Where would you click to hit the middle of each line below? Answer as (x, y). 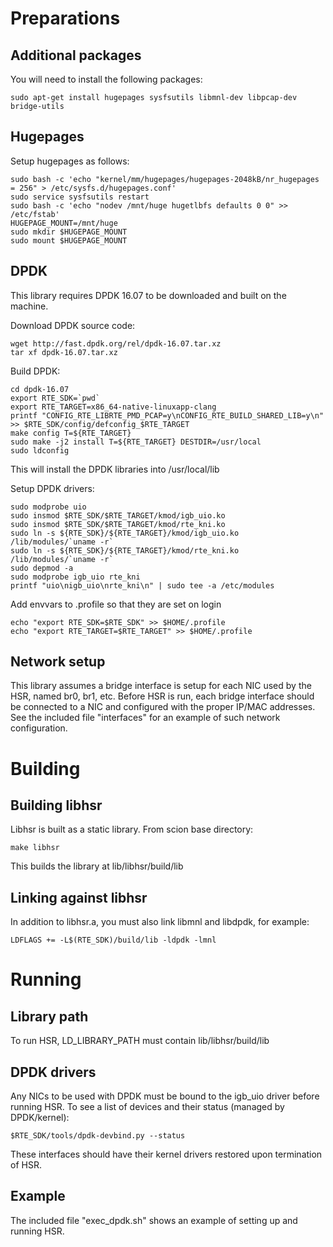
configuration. (39, 728)
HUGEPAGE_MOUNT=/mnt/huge (64, 223)
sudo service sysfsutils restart (80, 197)
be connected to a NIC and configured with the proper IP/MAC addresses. (163, 707)
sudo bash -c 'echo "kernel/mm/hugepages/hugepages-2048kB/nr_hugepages (165, 179)
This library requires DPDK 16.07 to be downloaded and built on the (148, 295)
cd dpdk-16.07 (40, 389)
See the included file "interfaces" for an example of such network (145, 718)
